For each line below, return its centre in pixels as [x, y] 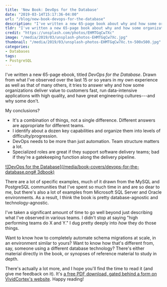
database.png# [21, 172]
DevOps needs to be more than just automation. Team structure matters [86, 142]
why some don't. [22, 101]
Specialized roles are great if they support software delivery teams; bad [86, 152]
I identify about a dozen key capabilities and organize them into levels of [86, 131]
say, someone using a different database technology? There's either [75, 248]
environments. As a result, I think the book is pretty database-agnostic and [82, 198]
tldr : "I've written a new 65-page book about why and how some [73, 28]
